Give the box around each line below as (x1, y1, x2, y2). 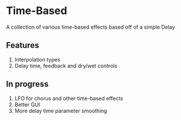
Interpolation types (14, 56, 60, 63)
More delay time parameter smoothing (14, 107, 107, 114)
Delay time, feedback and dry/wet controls (14, 62, 118, 69)
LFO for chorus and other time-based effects (14, 95, 123, 102)
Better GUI (14, 101, 40, 108)
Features (6, 40, 39, 50)
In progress (6, 79, 49, 89)
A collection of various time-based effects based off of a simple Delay (6, 23, 175, 30)
